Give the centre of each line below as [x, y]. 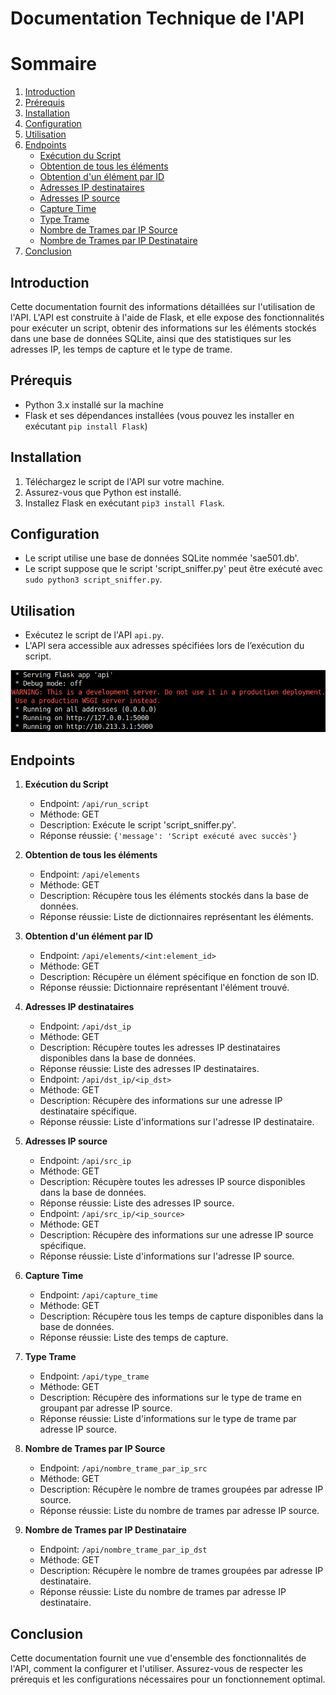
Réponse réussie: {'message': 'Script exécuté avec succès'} [168, 836]
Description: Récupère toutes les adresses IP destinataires [160, 1048]
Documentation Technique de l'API [157, 18]
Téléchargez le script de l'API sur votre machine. [124, 481]
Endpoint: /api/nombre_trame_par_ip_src [123, 1468]
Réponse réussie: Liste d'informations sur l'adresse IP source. [167, 1256]
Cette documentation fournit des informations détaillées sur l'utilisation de [163, 306]
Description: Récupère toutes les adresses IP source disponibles [172, 1182]
